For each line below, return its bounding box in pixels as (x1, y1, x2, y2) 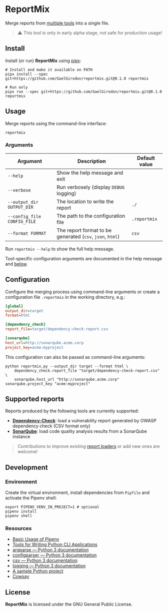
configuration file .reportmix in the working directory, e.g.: (5, 294, 126, 300)
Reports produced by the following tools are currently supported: (5, 408, 139, 414)
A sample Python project (12, 568, 63, 574)
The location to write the (56, 198, 114, 205)
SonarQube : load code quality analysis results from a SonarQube (12, 428, 147, 434)
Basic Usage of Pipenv (12, 536, 59, 542)
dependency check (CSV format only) (12, 423, 91, 429)
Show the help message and (56, 169, 123, 176)
